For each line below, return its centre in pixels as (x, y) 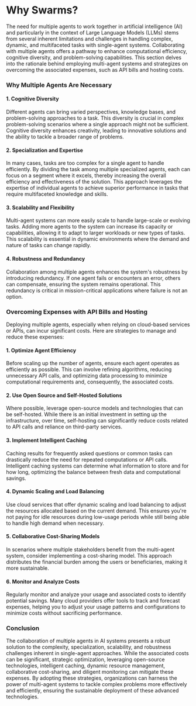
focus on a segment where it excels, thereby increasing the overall (86, 175)
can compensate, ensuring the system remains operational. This (83, 284)
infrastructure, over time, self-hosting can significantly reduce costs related (97, 421)
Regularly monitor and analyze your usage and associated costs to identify (96, 594)
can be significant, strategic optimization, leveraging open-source (85, 660)
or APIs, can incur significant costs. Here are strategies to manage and (91, 330)
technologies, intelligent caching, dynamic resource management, (86, 666)
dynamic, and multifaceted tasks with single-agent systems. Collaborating (95, 45)
